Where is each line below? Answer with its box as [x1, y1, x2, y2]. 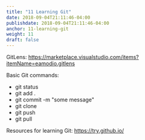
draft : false [6, 37, 39, 43]
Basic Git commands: [6, 72, 59, 78]
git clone [14, 103, 37, 109]
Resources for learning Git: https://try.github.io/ [6, 127, 124, 134]
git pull [14, 115, 32, 122]
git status [14, 83, 39, 91]
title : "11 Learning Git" [6, 8, 71, 15]
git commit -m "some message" [14, 96, 95, 103]
